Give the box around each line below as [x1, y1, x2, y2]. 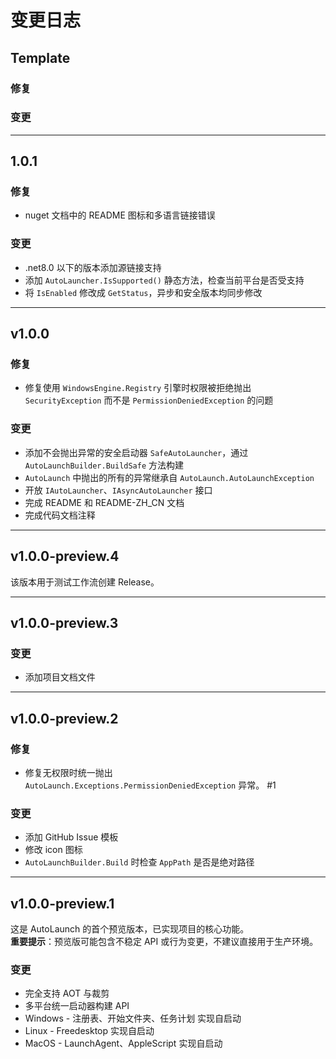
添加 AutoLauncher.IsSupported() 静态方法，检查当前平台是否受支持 [24, 274, 305, 286]
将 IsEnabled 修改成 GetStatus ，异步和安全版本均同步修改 [24, 286, 263, 298]
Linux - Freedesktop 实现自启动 [24, 1025, 155, 1037]
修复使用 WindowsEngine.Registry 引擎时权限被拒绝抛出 [24, 382, 252, 394]
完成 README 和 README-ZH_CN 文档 [24, 496, 185, 508]
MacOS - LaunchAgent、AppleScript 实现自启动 [24, 1037, 223, 1050]
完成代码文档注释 [24, 509, 96, 521]
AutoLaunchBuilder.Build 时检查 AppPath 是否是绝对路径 [24, 856, 255, 868]
